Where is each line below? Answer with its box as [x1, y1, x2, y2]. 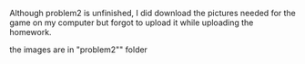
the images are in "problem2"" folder [9, 44, 148, 55]
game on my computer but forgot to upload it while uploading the [9, 17, 254, 28]
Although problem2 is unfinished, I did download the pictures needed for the [9, 8, 296, 18]
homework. [9, 27, 52, 37]
